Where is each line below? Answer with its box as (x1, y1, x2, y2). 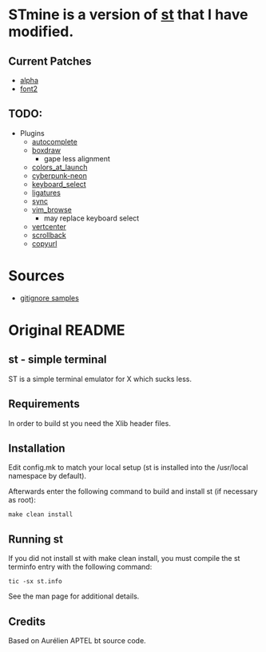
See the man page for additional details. (8, 591, 140, 601)
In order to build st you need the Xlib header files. (8, 418, 172, 428)
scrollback (31, 230, 66, 240)
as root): (8, 495, 36, 505)
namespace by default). (8, 471, 86, 481)
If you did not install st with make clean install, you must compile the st (8, 554, 240, 563)
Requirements (8, 397, 80, 411)
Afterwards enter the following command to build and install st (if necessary (8, 487, 258, 496)
